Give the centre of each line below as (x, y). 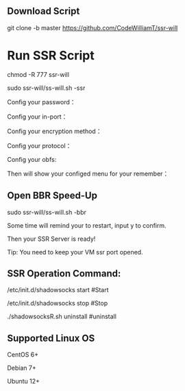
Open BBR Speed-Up (52, 196)
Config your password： (42, 102)
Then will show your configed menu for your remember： (88, 174)
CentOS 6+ (23, 355)
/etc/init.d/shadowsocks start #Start (58, 290)
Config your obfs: (32, 159)
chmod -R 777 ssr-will (38, 74)
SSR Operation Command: (64, 273)
